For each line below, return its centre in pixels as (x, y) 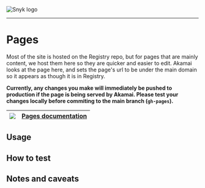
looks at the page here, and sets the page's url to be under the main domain (102, 70)
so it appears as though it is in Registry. (56, 76)
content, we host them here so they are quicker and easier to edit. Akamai (99, 63)
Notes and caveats (43, 179)
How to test (28, 158)
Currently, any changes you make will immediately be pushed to (89, 88)
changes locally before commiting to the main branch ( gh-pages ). (90, 101)
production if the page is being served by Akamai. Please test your (92, 94)
